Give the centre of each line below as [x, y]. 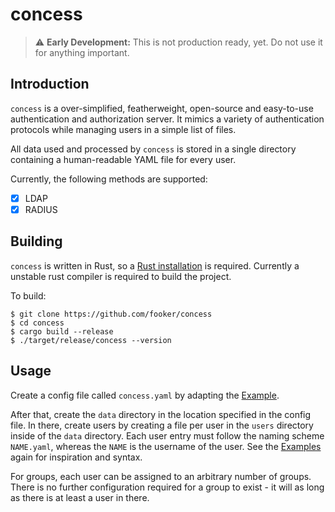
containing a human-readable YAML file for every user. [123, 159]
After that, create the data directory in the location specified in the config [161, 414]
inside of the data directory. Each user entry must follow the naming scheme [167, 435]
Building [36, 241]
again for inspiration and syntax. [76, 457]
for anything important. [82, 52]
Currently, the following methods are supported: [109, 179]
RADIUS [41, 209]
